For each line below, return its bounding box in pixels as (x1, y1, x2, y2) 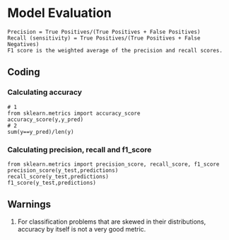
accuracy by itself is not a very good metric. (17, 224, 146, 233)
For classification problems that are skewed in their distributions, (17, 217, 206, 226)
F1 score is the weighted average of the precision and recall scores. (7, 47, 223, 54)
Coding (7, 66, 40, 79)
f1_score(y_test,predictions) (7, 179, 97, 186)
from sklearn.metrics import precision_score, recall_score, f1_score (7, 161, 220, 168)
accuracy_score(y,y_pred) (7, 115, 83, 123)
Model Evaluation (7, 5, 112, 21)
